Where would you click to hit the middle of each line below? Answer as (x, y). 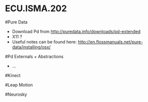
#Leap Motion (19, 85)
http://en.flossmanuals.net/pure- (110, 41)
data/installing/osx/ (31, 47)
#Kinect (13, 75)
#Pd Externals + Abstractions (34, 56)
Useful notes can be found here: (44, 41)
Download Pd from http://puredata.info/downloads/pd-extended (76, 31)
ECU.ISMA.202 (36, 9)
